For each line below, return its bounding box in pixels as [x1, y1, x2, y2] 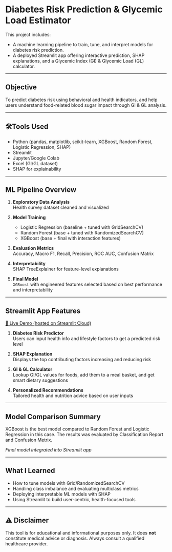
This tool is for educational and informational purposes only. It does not [5, 529, 156, 536]
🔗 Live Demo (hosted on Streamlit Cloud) [5, 320, 92, 326]
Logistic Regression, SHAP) [12, 144, 71, 150]
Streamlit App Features [5, 306, 81, 315]
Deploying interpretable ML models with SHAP [12, 491, 111, 497]
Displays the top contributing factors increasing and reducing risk [12, 357, 151, 363]
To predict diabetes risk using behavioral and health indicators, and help [5, 96, 158, 103]
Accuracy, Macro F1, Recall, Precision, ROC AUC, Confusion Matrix [12, 250, 154, 257]
